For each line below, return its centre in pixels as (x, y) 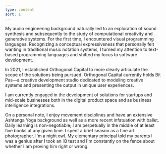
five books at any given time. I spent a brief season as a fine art (70, 130)
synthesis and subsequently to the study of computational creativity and (79, 34)
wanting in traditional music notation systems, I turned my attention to (76, 49)
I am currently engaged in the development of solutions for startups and (79, 95)
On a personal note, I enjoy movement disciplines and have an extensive (79, 115)
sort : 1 (13, 14)
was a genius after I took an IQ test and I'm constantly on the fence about (80, 141)
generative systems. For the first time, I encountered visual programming (80, 39)
